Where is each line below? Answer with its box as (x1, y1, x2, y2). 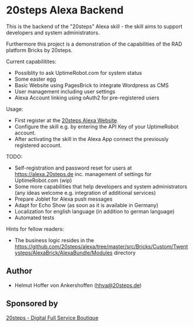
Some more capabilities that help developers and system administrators (14, 183, 188, 190)
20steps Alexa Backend (6, 4, 124, 17)
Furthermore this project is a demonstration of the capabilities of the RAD (6, 40, 182, 47)
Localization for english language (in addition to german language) (14, 208, 175, 215)
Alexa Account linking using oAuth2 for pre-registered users (14, 94, 160, 101)
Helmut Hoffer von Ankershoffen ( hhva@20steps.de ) (14, 281, 142, 288)
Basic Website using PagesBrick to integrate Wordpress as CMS (14, 81, 169, 88)
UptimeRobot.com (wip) (14, 177, 72, 184)
